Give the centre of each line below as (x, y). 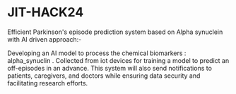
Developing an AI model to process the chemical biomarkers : (97, 53)
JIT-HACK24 (46, 12)
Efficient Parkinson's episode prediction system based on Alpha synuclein (115, 32)
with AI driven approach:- (45, 39)
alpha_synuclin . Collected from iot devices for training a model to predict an (118, 60)
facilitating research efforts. (48, 83)
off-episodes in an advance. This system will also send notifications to (110, 68)
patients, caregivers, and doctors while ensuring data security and (104, 76)
